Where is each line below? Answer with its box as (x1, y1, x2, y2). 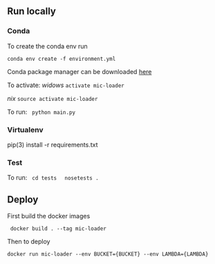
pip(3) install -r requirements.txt (7, 140, 98, 149)
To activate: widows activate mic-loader (7, 81, 124, 89)
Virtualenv (7, 124, 44, 134)
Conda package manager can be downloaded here (7, 67, 152, 75)
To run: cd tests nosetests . (7, 173, 99, 182)
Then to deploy (7, 238, 50, 246)
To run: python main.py (7, 107, 76, 116)
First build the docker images (7, 212, 91, 220)
